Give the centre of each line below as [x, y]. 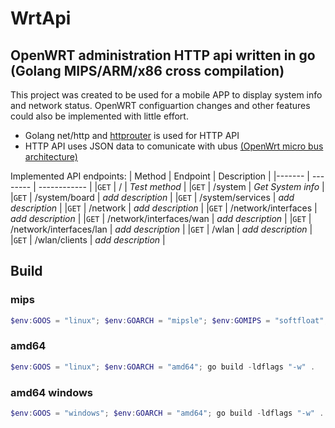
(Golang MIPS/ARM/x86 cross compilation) [147, 70]
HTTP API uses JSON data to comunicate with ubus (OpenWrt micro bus [174, 146]
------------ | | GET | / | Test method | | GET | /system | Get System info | [181, 186]
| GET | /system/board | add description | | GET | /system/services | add [152, 197]
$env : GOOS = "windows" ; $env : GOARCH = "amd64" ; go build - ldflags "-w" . [167, 413]
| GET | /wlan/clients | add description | [88, 240]
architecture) [51, 156]
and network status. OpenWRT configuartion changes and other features [160, 105]
